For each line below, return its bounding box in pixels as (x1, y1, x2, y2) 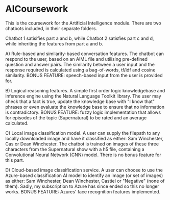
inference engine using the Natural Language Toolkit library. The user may (5, 93, 162, 99)
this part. (5, 157, 25, 163)
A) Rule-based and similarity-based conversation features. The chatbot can (5, 51, 164, 57)
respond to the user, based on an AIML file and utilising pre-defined (5, 56, 148, 62)
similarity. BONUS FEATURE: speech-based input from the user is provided (5, 72, 163, 78)
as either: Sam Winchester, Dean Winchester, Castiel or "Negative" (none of (5, 178, 165, 184)
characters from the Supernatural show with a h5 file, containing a (5, 146, 144, 152)
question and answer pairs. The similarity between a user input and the (5, 61, 155, 67)
